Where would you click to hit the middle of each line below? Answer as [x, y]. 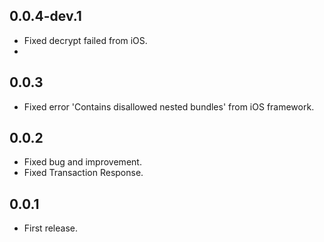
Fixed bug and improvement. [82, 162]
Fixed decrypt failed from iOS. [85, 40]
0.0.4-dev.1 [45, 16]
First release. [50, 228]
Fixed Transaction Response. [83, 173]
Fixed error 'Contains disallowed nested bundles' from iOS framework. [169, 106]
